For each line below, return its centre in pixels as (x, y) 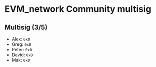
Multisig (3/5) (26, 27)
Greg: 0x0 (21, 44)
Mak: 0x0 (21, 60)
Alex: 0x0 (21, 39)
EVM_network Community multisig (78, 9)
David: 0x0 (22, 55)
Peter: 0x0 (22, 50)
